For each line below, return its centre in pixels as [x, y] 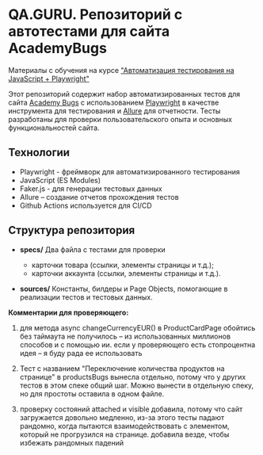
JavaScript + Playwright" [49, 78]
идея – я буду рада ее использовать [81, 353]
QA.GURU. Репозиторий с [95, 15]
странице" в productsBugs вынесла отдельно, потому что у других [133, 377]
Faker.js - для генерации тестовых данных [91, 189]
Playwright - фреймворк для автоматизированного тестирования [130, 171]
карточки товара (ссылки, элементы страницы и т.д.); [122, 265]
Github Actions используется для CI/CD [86, 205]
